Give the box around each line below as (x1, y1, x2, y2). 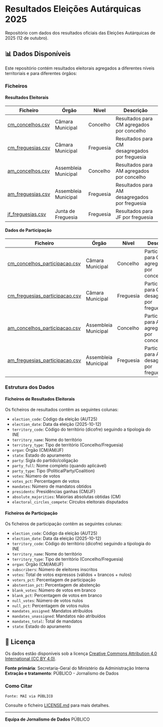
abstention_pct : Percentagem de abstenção (12, 582, 100, 588)
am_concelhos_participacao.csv (7, 325, 81, 332)
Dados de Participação (5, 228, 52, 233)
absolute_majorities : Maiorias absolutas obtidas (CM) (12, 494, 121, 500)
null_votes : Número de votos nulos (12, 598, 83, 604)
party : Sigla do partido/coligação (12, 458, 79, 463)
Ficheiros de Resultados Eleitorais (5, 396, 75, 402)
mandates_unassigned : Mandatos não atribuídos (12, 613, 106, 619)
